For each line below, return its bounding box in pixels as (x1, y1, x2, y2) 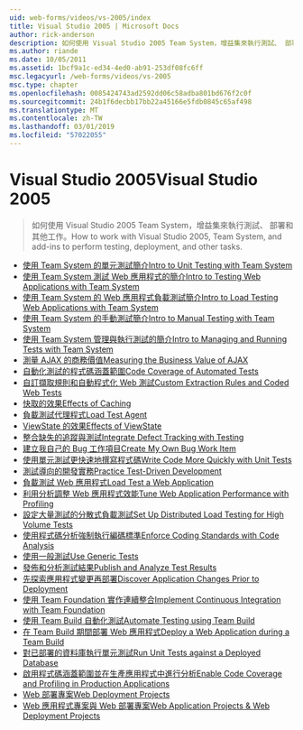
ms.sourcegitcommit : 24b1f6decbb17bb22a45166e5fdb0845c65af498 (9, 97, 252, 106)
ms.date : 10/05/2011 (9, 55, 87, 64)
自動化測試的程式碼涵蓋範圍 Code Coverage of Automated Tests (22, 365, 259, 376)
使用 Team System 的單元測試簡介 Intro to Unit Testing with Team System (22, 259, 293, 271)
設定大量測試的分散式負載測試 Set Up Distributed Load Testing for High (22, 509, 284, 520)
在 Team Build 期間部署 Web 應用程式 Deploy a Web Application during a (22, 626, 290, 637)
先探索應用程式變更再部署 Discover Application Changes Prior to (22, 573, 260, 584)
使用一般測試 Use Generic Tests (22, 550, 139, 561)
